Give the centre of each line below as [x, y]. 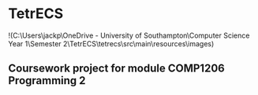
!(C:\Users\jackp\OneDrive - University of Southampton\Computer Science [129, 35]
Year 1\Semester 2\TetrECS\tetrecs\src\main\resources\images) [111, 43]
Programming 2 [47, 80]
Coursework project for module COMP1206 [116, 69]
